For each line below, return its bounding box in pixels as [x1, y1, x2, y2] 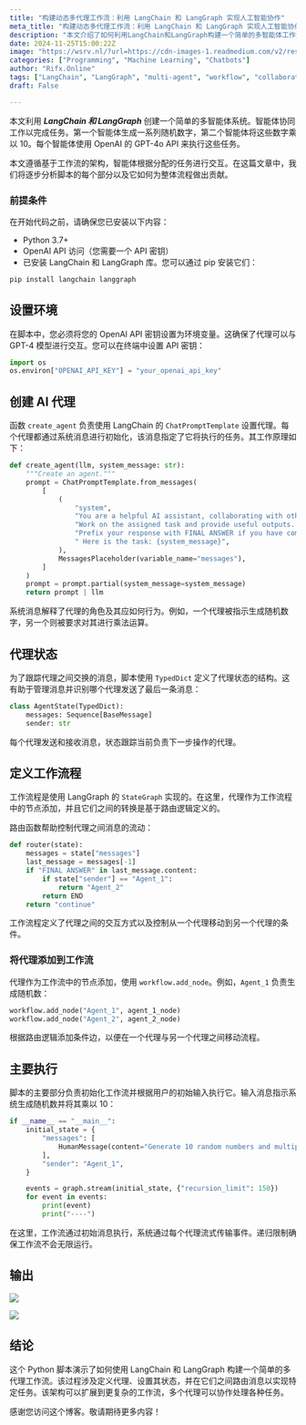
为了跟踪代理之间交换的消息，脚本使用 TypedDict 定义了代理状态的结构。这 [9, 672, 291, 683]
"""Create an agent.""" [25, 470, 117, 479]
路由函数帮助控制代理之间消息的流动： [9, 822, 153, 833]
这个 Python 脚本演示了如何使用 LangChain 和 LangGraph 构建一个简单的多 [9, 1364, 291, 1375]
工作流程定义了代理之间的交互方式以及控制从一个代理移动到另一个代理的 [9, 917, 280, 928]
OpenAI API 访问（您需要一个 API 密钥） [22, 245, 174, 256]
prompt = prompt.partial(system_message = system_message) [25, 580, 247, 589]
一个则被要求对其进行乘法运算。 [33, 617, 153, 628]
